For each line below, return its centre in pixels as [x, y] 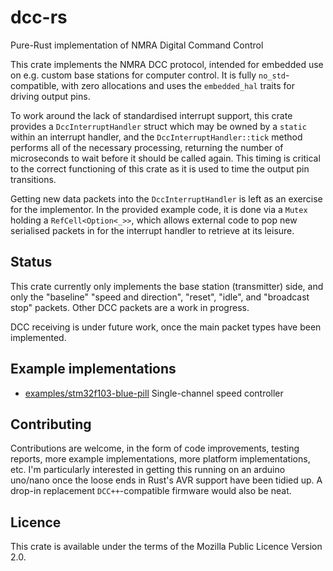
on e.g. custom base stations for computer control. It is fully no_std [148, 75]
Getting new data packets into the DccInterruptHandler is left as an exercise [166, 198]
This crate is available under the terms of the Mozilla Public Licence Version [166, 547]
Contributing [51, 424]
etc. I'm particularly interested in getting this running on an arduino [148, 470]
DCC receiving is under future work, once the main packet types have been [166, 327]
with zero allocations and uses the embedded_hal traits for [178, 85]
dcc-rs [39, 17]
